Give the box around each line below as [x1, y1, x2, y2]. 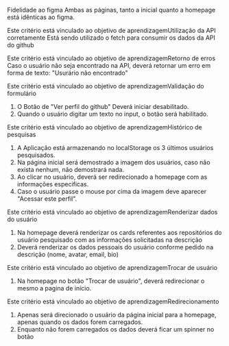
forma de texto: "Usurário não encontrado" [7, 69, 128, 77]
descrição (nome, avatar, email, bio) [16, 250, 119, 258]
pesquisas [7, 130, 36, 138]
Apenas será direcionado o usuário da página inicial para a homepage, [16, 311, 217, 319]
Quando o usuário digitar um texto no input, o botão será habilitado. [16, 110, 209, 118]
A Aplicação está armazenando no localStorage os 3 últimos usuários [16, 144, 214, 151]
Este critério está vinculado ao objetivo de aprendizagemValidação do [7, 82, 204, 90]
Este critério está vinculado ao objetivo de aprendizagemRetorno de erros [7, 54, 216, 62]
